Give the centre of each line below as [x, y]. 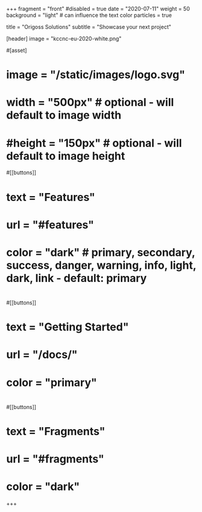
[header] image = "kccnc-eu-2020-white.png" [64, 38]
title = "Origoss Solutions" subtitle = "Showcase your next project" [89, 27]
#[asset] [17, 50]
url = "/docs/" [42, 355]
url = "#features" [50, 225]
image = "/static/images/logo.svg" [96, 75]
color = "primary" [52, 382]
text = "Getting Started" [68, 327]
